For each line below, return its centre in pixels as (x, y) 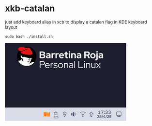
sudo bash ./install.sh (29, 36)
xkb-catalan (30, 9)
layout (11, 27)
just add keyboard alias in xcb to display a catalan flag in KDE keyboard (76, 22)
